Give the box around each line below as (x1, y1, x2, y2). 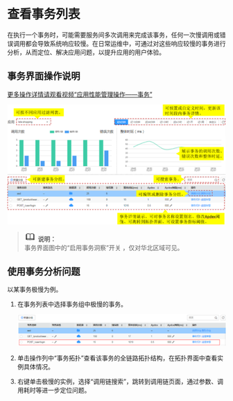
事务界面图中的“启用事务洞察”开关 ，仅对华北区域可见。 (24, 243, 184, 252)
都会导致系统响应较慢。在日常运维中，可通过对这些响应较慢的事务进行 (25, 39, 226, 47)
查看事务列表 (7, 6, 81, 22)
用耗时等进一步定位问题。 (17, 386, 91, 395)
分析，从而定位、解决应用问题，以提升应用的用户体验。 (7, 48, 165, 56)
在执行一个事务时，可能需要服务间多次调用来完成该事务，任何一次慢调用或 (7, 31, 220, 39)
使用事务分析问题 (7, 265, 80, 278)
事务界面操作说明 (7, 70, 80, 82)
